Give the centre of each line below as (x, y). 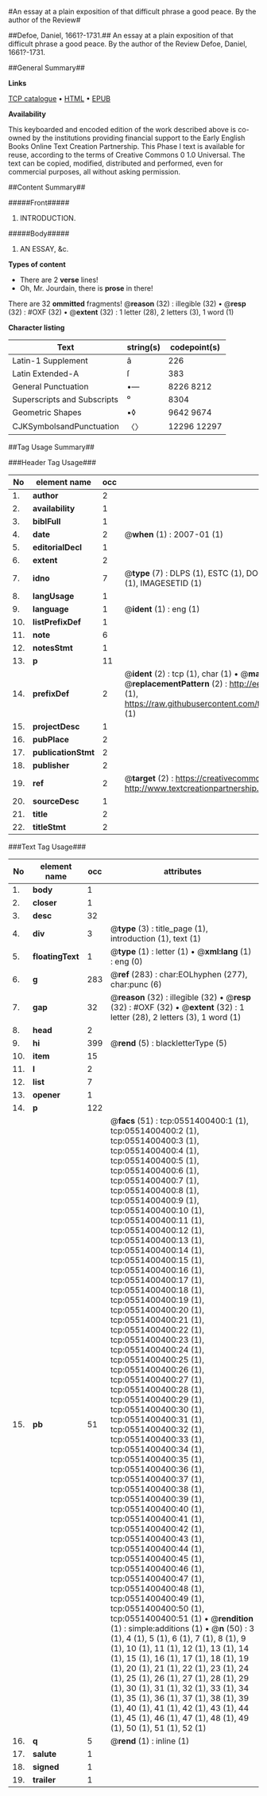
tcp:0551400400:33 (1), (157, 1439)
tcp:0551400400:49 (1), (157, 1598)
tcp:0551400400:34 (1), (157, 1449)
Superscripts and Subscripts (66, 399)
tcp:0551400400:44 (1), (157, 1549)
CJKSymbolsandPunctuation (66, 427)
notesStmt (53, 648)
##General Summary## (46, 68)
